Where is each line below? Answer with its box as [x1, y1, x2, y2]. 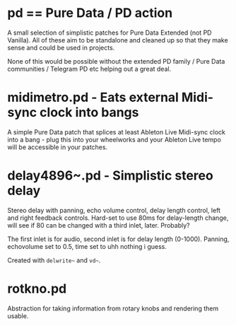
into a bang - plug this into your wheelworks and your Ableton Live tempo [7, 135, 221, 144]
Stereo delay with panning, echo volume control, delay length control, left [7, 206, 221, 214]
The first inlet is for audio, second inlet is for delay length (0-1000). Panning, [7, 235, 230, 243]
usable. [7, 311, 29, 320]
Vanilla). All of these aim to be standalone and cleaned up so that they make [7, 35, 228, 44]
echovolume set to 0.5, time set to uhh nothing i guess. [7, 242, 167, 250]
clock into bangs [40, 105, 139, 121]
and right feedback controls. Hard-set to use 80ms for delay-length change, [7, 214, 229, 222]
